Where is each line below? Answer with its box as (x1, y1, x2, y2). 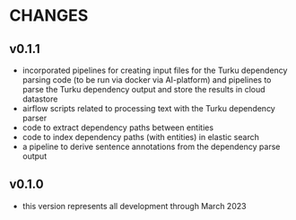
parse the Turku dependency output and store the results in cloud (22, 84, 266, 94)
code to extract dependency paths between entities (22, 122, 213, 133)
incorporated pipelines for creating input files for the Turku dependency (22, 65, 288, 75)
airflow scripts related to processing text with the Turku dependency (22, 103, 275, 113)
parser (22, 113, 48, 123)
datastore (22, 93, 58, 104)
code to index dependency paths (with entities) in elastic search (22, 132, 260, 142)
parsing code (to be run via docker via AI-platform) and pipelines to (22, 75, 272, 85)
